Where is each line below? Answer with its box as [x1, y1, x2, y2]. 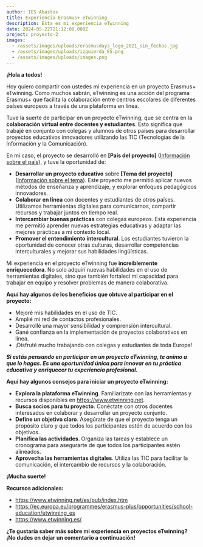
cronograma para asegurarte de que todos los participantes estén [15, 441, 181, 448]
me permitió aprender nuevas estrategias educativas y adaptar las [15, 222, 181, 229]
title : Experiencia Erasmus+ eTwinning [6, 15, 108, 21]
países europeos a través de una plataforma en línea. [6, 102, 140, 110]
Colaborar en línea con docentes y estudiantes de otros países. [15, 196, 175, 203]
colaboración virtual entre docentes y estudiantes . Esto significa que [6, 120, 183, 128]
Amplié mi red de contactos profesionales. [15, 315, 122, 323]
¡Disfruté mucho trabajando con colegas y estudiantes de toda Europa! [15, 341, 193, 348]
